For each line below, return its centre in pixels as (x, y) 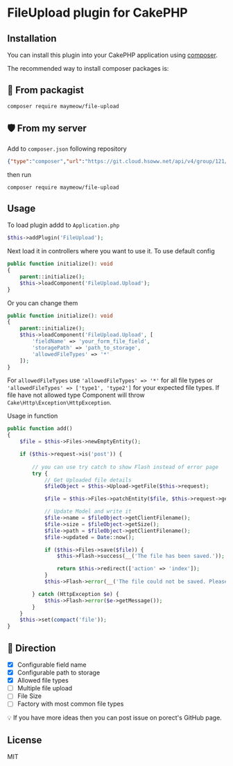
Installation (32, 39)
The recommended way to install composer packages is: (88, 68)
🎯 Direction (32, 648)
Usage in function (33, 416)
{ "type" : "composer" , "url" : (46, 161)
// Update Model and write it (88, 511)
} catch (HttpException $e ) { (76, 594)
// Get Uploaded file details (88, 480)
